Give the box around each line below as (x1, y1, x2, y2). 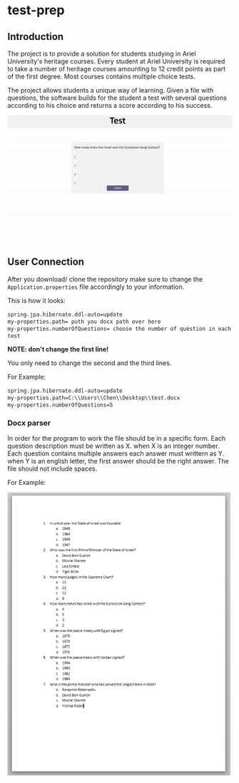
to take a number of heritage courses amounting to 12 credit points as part (7, 65, 226, 73)
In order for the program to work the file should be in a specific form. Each (7, 434, 226, 443)
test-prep (7, 2, 65, 19)
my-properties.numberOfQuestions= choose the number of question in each (7, 325, 232, 332)
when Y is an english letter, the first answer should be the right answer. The (7, 457, 230, 466)
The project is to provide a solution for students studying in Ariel (7, 49, 196, 58)
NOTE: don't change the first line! (7, 344, 109, 353)
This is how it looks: (7, 296, 66, 304)
